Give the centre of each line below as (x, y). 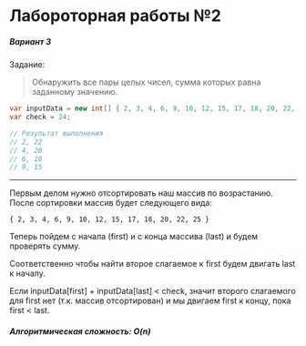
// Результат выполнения (56, 133)
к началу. (27, 273)
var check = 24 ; (40, 117)
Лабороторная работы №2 (115, 16)
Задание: (27, 65)
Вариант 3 (31, 41)
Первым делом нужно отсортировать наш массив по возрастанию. (141, 193)
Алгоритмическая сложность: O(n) (81, 331)
